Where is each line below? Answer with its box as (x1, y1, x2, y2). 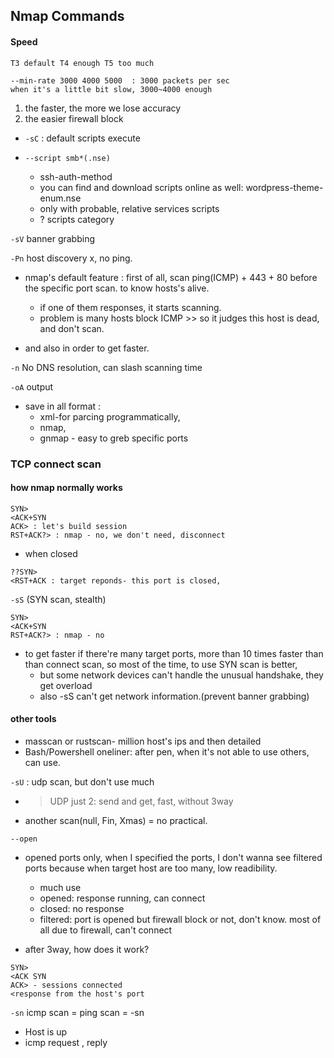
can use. (24, 756, 61, 768)
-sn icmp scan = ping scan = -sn (10, 1006, 145, 1018)
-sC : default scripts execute (24, 132, 141, 144)
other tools (10, 713, 57, 725)
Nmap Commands (10, 8, 125, 25)
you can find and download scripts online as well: (39, 181, 244, 193)
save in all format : (24, 400, 102, 412)
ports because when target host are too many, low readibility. (24, 862, 278, 874)
